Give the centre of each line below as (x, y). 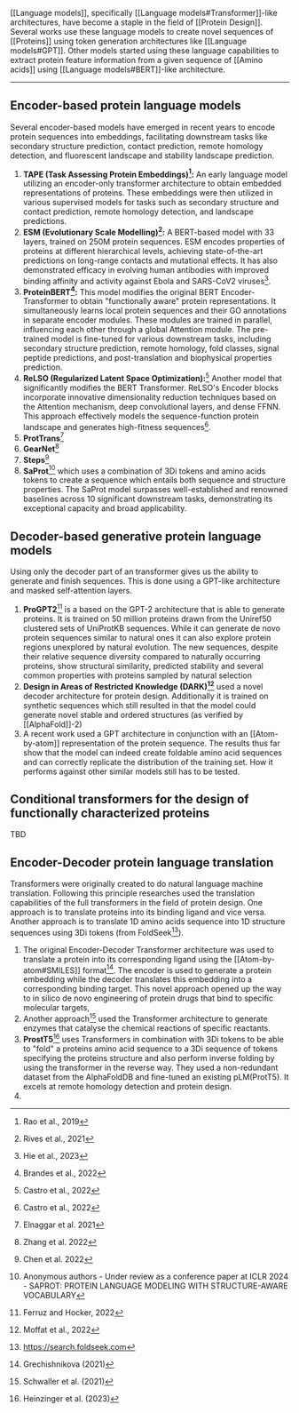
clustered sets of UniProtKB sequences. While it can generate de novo (151, 628)
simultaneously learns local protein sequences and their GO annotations (154, 311)
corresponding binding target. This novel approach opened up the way (152, 989)
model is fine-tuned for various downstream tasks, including (161, 339)
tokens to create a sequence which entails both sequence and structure (154, 480)
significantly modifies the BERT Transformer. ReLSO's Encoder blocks (150, 388)
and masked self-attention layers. (71, 591)
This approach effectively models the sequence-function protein (141, 416)
